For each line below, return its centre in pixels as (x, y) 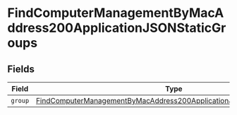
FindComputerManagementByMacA (116, 13)
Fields (21, 69)
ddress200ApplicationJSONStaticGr (117, 28)
